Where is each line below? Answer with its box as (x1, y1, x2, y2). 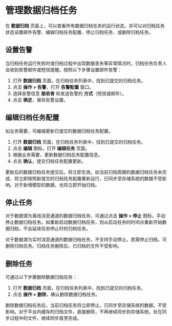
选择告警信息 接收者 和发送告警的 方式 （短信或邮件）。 (12, 90, 127, 97)
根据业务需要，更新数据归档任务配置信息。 (12, 151, 103, 158)
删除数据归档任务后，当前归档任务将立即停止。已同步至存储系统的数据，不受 (5, 302, 167, 309)
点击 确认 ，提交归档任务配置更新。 (12, 158, 86, 164)
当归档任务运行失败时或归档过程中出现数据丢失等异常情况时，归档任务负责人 (5, 60, 167, 66)
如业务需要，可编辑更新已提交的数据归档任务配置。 (5, 128, 113, 134)
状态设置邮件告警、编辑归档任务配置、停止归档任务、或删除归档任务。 (5, 29, 154, 35)
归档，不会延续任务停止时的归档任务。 (9, 225, 91, 232)
